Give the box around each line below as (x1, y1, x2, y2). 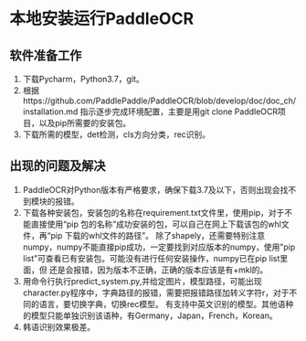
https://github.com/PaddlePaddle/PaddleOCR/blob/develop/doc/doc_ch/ (22, 95, 297, 106)
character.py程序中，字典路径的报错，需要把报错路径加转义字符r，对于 (22, 287, 290, 298)
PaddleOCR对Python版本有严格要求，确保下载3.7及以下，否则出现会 (22, 184, 280, 195)
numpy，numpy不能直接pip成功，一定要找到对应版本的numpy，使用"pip (22, 241, 296, 252)
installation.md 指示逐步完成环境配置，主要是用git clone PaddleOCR (22, 106, 279, 117)
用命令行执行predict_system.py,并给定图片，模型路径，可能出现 (22, 275, 262, 286)
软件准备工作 (9, 48, 82, 63)
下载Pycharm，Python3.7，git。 (22, 74, 144, 84)
